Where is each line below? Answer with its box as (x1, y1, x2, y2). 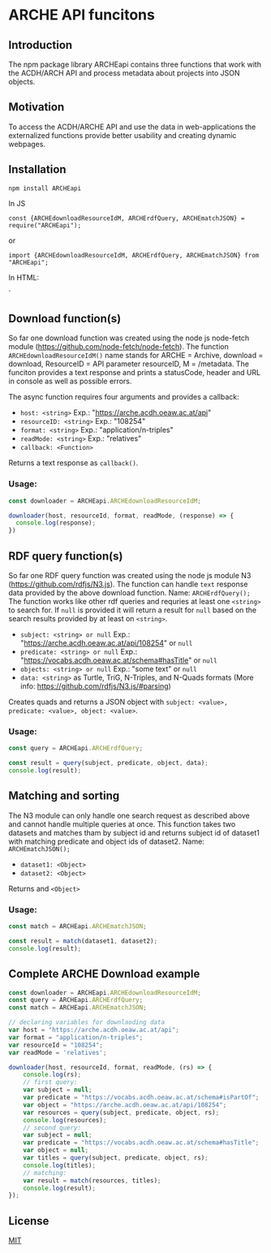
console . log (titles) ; (23, 1161, 96, 1169)
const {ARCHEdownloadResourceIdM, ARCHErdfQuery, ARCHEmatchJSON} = (8, 214, 245, 223)
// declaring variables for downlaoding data (8, 1018, 165, 1026)
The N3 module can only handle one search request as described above (8, 810, 250, 820)
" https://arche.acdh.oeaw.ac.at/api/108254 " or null (19, 638, 193, 648)
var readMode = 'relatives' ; (8, 1048, 107, 1056)
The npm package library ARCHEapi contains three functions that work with (8, 59, 262, 69)
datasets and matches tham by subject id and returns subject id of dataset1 (8, 827, 260, 837)
